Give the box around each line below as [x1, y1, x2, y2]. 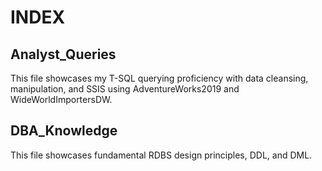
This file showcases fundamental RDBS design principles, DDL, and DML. [10, 149, 313, 161]
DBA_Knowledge [10, 122, 118, 140]
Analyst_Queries [10, 46, 117, 63]
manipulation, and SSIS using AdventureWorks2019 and [10, 83, 240, 95]
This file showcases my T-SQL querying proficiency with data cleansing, [10, 72, 309, 84]
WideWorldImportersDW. [10, 94, 113, 105]
